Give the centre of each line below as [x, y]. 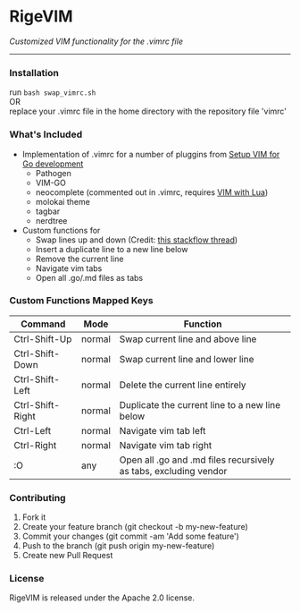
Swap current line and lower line [187, 359]
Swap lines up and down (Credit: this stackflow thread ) [137, 240]
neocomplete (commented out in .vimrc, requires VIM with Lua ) [152, 192]
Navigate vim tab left [162, 430]
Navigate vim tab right [166, 445]
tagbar [48, 211]
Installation [34, 72]
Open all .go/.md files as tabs [89, 277]
